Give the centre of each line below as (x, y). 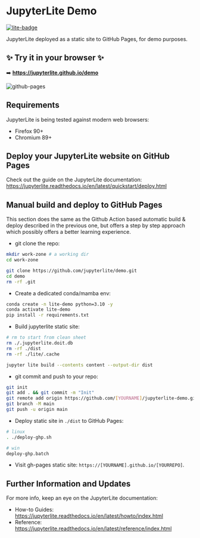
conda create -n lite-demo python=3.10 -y (60, 304)
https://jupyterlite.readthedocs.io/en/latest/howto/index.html (89, 516)
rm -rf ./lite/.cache (33, 354)
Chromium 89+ (33, 137)
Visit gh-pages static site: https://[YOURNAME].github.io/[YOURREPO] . (99, 465)
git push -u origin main (37, 410)
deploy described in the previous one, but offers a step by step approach (96, 225)
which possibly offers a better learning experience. (68, 232)
